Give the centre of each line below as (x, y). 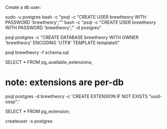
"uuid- (155, 96)
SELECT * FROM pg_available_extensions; (49, 62)
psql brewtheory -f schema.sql (37, 52)
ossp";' (13, 101)
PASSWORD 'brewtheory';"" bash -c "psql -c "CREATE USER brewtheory (81, 22)
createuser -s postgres (29, 121)
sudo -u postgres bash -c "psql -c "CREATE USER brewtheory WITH (76, 17)
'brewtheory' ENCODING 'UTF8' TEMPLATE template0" (62, 43)
